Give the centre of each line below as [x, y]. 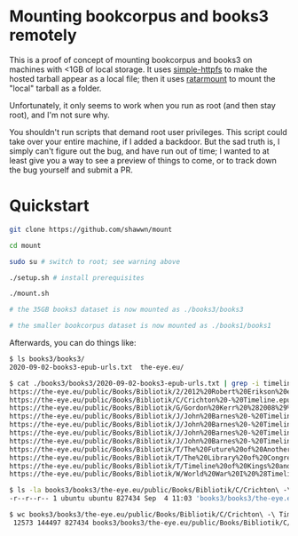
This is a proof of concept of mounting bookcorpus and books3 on [131, 60]
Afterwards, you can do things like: [73, 343]
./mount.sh [29, 294]
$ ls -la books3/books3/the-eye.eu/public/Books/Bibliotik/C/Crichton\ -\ [150, 491]
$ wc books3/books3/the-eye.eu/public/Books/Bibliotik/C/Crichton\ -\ [142, 515]
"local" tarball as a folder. [55, 88]
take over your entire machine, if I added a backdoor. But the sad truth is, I [145, 141]
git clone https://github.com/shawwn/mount [91, 229]
